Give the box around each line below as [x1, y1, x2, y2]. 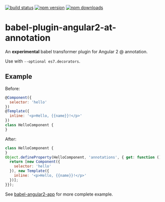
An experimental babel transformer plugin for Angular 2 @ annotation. [5, 48, 148, 54]
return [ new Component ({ [9, 159, 60, 165]
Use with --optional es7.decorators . [5, 58, 81, 64]
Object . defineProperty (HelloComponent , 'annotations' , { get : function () [5, 155, 162, 160]
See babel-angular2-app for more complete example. [5, 191, 113, 197]
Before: [5, 85, 20, 91]
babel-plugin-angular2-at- [5, 22, 116, 33]
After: [5, 136, 17, 142]
